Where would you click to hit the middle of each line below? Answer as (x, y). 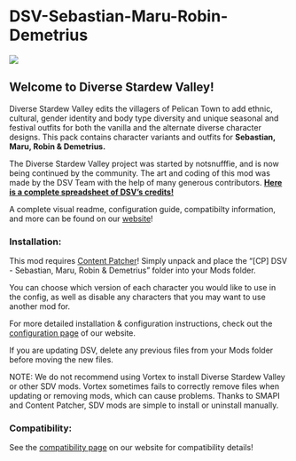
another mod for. (40, 306)
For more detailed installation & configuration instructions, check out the (141, 324)
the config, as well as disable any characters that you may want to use (137, 297)
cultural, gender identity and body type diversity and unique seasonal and (144, 118)
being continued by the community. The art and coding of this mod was (140, 173)
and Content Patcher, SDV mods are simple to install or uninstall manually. (144, 405)
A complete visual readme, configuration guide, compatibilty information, (143, 209)
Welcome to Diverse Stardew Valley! (112, 87)
